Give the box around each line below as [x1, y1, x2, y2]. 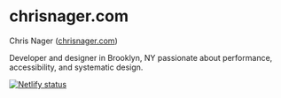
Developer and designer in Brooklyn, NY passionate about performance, [9, 52, 273, 63]
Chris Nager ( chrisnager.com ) [9, 35, 118, 46]
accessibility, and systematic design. [9, 62, 144, 72]
